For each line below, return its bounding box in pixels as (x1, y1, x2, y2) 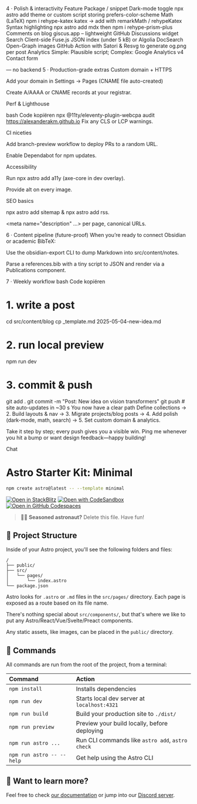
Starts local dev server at (76, 694, 145, 703)
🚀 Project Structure (6, 531, 77, 541)
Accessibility (6, 164, 37, 170)
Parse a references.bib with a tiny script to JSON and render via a (6, 260, 165, 267)
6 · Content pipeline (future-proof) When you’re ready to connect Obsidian (6, 232, 186, 238)
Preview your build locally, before (76, 720, 168, 728)
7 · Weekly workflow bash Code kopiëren (6, 278, 106, 285)
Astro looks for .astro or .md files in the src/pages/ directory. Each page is (6, 593, 186, 601)
